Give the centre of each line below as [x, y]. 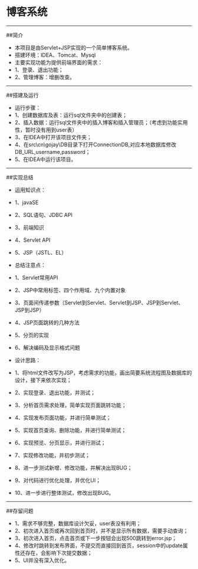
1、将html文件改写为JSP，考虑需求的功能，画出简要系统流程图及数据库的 [103, 373]
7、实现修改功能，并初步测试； [52, 455]
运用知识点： [30, 190]
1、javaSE [27, 202]
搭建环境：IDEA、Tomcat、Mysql [55, 55]
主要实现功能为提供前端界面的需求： [59, 62]
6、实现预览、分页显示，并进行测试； [60, 442]
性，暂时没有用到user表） [46, 130]
